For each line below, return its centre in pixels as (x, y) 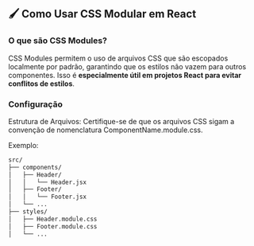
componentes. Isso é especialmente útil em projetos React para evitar (125, 75)
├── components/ (35, 167)
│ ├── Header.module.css (53, 219)
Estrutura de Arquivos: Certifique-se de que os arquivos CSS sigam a (121, 121)
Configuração (36, 104)
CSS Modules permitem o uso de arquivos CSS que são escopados (118, 58)
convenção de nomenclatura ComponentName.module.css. (106, 130)
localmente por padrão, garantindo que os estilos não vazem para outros (127, 66)
